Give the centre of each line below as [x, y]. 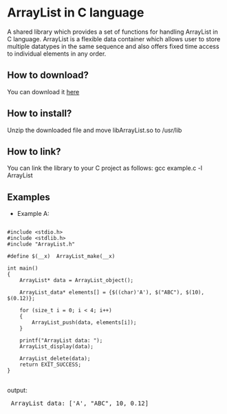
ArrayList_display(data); [57, 347]
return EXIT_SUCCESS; [50, 365]
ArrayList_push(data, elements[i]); [84, 323]
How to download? [48, 75]
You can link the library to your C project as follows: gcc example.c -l [105, 168]
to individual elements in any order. [57, 54]
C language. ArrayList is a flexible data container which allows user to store [114, 39]
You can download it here [43, 91]
